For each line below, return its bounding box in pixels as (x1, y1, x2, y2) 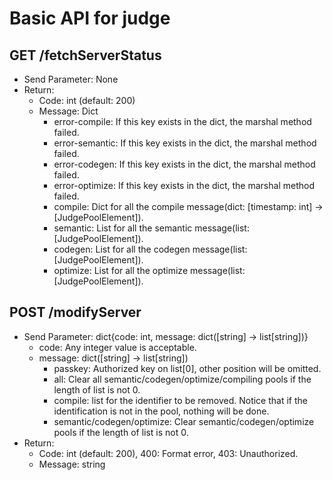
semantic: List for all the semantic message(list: (53, 222, 250, 234)
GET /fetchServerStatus (9, 47, 162, 64)
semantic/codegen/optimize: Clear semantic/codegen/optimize (53, 415, 315, 427)
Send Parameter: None (23, 73, 119, 85)
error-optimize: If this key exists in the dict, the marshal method (53, 180, 315, 191)
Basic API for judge (9, 7, 171, 30)
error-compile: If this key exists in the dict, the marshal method (53, 116, 312, 127)
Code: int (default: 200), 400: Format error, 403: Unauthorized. (38, 447, 299, 459)
